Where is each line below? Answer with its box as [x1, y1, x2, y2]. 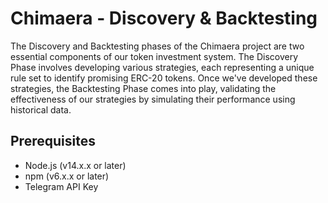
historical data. [10, 103, 72, 116]
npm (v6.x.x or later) [24, 170, 110, 182]
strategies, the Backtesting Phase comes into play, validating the [10, 82, 277, 94]
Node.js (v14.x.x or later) [24, 159, 127, 171]
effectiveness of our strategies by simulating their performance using [10, 93, 296, 105]
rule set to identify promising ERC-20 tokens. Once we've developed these [10, 72, 318, 84]
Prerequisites [10, 133, 96, 150]
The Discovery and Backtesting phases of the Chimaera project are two [10, 40, 305, 52]
